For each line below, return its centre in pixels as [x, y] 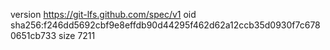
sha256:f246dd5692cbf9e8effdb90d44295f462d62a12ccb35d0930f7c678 [165, 25]
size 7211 [77, 35]
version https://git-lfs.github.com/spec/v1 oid [103, 14]
